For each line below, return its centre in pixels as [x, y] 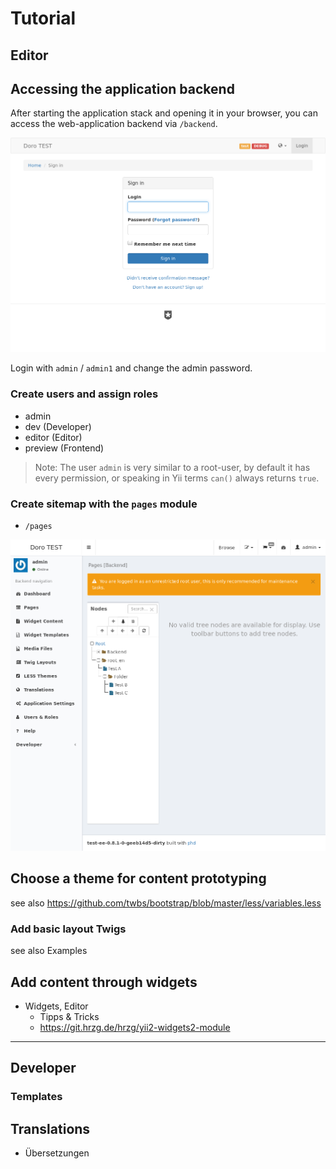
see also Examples [49, 951]
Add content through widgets [104, 982]
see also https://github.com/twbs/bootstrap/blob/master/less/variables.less [166, 903]
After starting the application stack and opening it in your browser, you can [164, 113]
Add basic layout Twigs [68, 929]
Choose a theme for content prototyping [138, 878]
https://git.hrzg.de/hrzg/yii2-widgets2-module [135, 1027]
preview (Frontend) [64, 448]
